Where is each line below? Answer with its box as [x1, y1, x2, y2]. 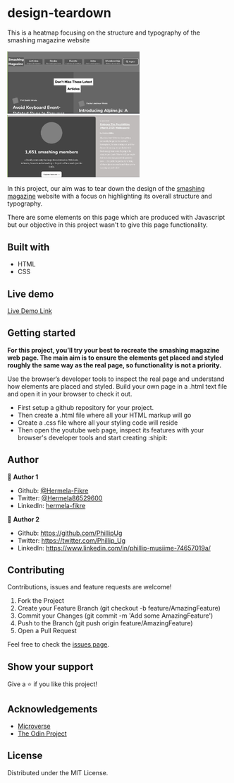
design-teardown [7, 5, 111, 21]
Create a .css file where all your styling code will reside [17, 418, 178, 427]
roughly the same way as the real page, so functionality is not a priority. [7, 360, 222, 369]
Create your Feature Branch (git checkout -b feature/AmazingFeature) [17, 604, 221, 613]
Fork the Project [17, 596, 65, 605]
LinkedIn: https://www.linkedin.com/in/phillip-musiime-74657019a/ [17, 543, 211, 552]
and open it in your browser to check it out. [7, 389, 133, 398]
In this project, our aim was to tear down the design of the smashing [7, 184, 205, 193]
